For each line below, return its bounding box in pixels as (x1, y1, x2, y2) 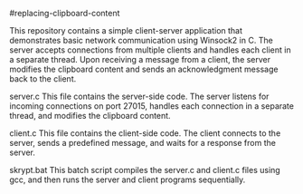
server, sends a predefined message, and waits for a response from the (9, 138, 276, 148)
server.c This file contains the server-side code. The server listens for (9, 91, 270, 102)
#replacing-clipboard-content (9, 8, 120, 18)
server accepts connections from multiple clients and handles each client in (9, 44, 291, 55)
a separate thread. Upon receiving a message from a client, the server (9, 54, 271, 64)
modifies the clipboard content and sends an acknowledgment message (9, 63, 279, 74)
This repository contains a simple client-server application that (9, 25, 242, 35)
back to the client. (9, 73, 77, 84)
